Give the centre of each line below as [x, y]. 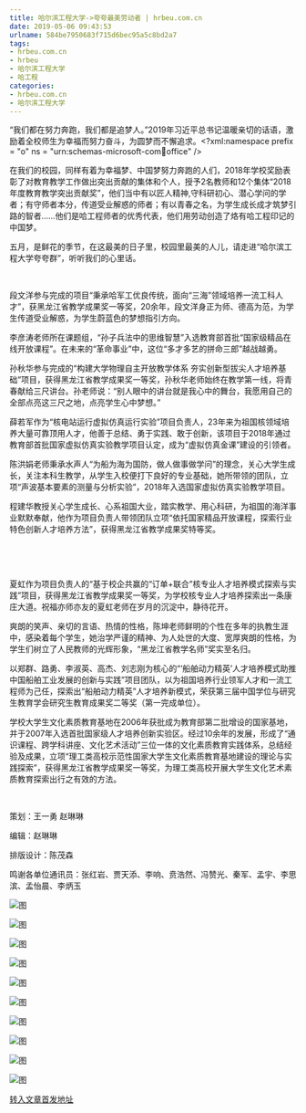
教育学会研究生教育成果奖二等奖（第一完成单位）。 [111, 703]
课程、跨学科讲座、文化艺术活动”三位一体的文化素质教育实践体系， [143, 745]
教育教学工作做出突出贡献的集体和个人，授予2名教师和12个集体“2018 [162, 182]
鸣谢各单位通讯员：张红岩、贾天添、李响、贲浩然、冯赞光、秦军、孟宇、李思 [153, 875]
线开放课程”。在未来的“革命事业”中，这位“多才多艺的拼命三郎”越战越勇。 [146, 349]
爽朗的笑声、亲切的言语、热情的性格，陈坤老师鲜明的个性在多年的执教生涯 [149, 626]
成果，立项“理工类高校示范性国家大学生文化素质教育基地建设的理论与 [155, 756]
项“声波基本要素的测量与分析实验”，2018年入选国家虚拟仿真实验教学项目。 [150, 487]
